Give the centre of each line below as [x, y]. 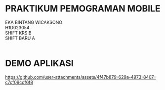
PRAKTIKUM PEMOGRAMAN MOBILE [83, 9]
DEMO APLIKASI [40, 64]
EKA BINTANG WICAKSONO [34, 22]
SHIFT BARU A [20, 38]
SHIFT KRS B [18, 33]
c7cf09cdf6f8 [19, 82]
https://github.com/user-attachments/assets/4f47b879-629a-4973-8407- [81, 77]
